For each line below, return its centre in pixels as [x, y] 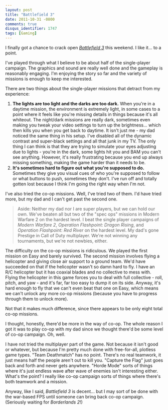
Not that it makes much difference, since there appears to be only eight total [84, 309]
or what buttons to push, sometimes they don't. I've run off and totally [85, 179]
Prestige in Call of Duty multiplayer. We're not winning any [77, 235]
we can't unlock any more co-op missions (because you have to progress [81, 293]
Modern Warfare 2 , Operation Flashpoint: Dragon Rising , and [80, 225]
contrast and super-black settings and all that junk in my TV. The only [84, 141]
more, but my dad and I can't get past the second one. [61, 199]
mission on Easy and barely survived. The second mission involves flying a [82, 256]
